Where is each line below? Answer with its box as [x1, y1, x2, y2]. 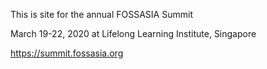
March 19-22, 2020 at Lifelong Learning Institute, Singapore [10, 28, 257, 39]
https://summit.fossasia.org [10, 47, 124, 59]
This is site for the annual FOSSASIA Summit [10, 9, 193, 20]
